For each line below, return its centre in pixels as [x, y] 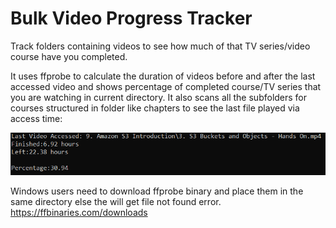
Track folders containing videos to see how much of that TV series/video [160, 46]
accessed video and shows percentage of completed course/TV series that [166, 86]
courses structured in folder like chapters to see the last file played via [155, 108]
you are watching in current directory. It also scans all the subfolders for [159, 97]
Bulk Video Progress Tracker [131, 18]
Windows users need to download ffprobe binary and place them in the [157, 191]
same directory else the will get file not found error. [116, 201]
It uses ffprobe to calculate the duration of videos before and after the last [163, 76]
